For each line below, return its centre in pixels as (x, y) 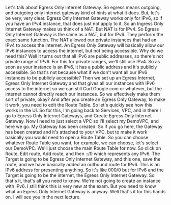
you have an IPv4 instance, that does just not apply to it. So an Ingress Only (84, 23)
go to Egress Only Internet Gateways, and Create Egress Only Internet (78, 116)
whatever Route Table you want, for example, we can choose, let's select (82, 143)
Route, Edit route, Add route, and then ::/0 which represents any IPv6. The (83, 153)
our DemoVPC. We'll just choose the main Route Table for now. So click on (83, 148)
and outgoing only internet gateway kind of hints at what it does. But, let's (82, 13)
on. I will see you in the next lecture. (43, 197)
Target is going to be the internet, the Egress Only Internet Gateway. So (80, 175)
